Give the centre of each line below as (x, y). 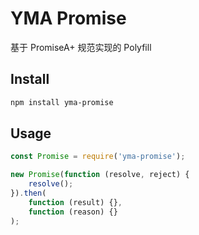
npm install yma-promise (62, 102)
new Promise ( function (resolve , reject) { (100, 175)
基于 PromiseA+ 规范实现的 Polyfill (81, 47)
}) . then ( (28, 193)
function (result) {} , (75, 202)
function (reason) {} (73, 212)
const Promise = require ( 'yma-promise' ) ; (98, 157)
